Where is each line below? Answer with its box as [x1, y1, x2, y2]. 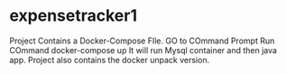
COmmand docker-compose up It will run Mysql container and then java [9, 44, 278, 55]
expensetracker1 [9, 5, 138, 26]
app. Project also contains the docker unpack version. [9, 54, 210, 65]
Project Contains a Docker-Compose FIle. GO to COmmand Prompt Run [9, 35, 275, 46]
